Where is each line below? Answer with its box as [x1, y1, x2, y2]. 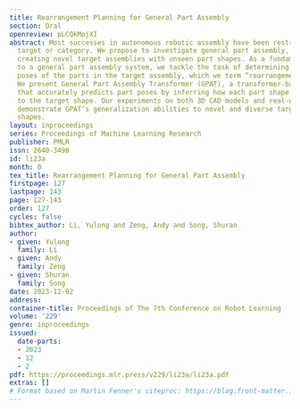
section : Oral [9, 21, 62, 30]
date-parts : [17, 337, 62, 346]
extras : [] [9, 379, 50, 388]
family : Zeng [17, 263, 66, 271]
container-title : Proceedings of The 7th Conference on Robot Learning [9, 304, 281, 313]
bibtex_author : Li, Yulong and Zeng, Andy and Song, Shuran [9, 221, 238, 230]
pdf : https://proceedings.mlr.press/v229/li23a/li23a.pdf [9, 370, 229, 380]
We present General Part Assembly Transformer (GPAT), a [17, 79, 234, 88]
